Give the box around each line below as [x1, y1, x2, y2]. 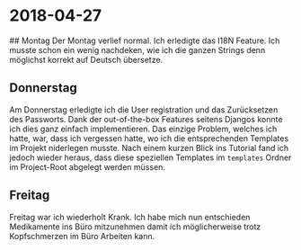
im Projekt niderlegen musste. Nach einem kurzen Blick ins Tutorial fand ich [9, 142, 289, 153]
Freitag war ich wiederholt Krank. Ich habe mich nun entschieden [9, 211, 251, 222]
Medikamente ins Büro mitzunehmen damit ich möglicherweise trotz [9, 221, 261, 232]
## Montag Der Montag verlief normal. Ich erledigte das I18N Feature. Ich [9, 35, 280, 46]
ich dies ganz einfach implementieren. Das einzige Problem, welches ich [9, 123, 278, 134]
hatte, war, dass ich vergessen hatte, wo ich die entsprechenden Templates [9, 132, 289, 144]
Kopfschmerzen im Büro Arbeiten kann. [9, 230, 155, 241]
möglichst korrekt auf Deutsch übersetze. [9, 54, 164, 65]
